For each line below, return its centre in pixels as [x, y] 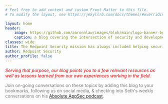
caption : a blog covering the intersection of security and [78, 37]
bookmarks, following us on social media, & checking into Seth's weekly [79, 90]
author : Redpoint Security [33, 51]
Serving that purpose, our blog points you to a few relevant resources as [80, 70]
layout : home [19, 23]
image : [21, 33]
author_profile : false [29, 56]
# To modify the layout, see [35, 14]
